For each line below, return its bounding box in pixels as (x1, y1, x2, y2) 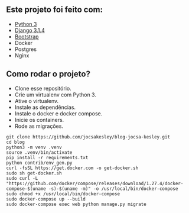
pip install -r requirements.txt (6, 154, 89, 160)
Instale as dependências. (14, 104, 76, 111)
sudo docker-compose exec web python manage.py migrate (6, 201, 146, 207)
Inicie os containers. (14, 116, 64, 123)
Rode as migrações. (14, 122, 64, 130)
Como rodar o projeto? (6, 69, 90, 79)
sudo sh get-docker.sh (6, 170, 62, 176)
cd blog (6, 139, 25, 145)
